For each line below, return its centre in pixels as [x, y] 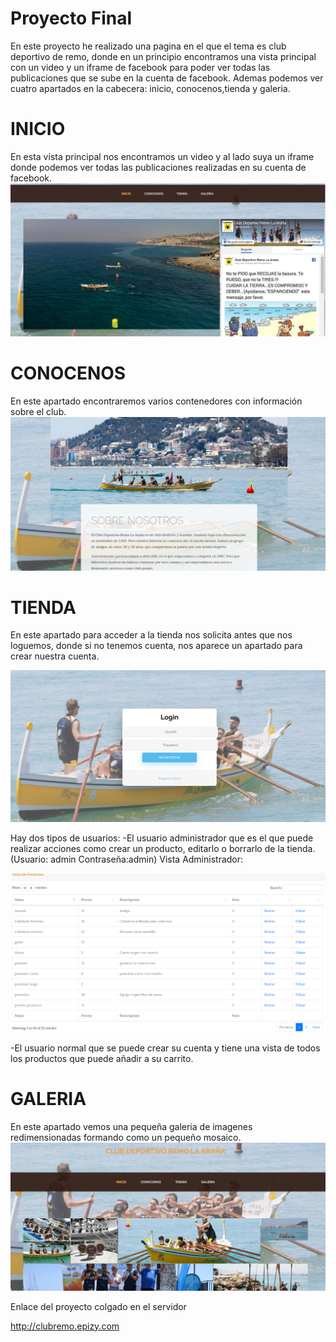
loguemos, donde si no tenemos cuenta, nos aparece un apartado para [156, 646]
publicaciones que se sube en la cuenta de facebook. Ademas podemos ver [167, 78]
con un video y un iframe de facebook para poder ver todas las [140, 67]
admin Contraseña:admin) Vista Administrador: [147, 859]
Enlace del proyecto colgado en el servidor [98, 1306]
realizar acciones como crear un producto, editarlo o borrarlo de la [147, 849]
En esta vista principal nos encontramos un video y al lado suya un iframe [162, 156]
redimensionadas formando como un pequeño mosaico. [126, 1137]
